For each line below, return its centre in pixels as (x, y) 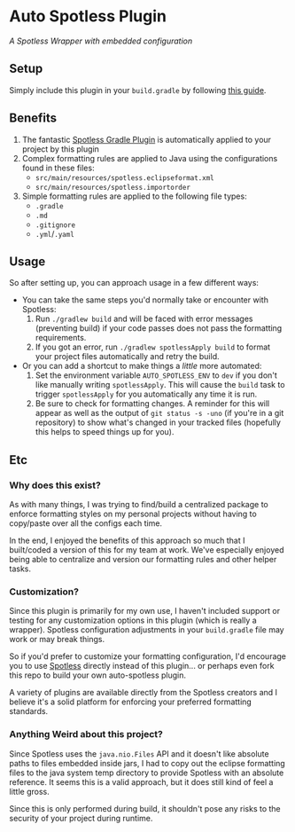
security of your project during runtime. (81, 818)
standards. (29, 711)
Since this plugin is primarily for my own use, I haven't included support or (145, 611)
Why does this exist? (55, 485)
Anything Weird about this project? (86, 734)
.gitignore (55, 225)
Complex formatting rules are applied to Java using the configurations (150, 158)
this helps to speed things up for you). (105, 432)
